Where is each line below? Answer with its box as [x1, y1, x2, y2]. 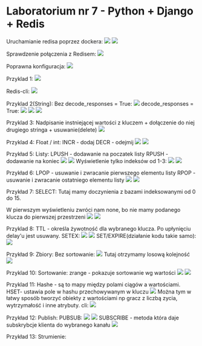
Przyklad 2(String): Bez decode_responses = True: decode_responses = [6, 100, 194, 107]
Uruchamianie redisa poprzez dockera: [6, 37, 103, 45]
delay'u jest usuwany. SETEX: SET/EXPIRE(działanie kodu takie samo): [6, 232, 197, 239]
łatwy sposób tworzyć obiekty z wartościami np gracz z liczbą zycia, [6, 294, 178, 301]
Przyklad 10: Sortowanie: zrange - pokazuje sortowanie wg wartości [6, 269, 176, 276]
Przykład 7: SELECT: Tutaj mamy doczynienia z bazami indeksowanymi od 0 [6, 188, 196, 195]
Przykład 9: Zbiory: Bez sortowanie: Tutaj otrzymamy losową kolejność [6, 251, 191, 258]
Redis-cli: [6, 88, 30, 95]
